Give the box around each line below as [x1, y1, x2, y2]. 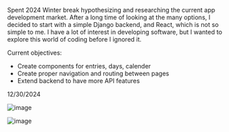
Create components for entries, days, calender [17, 62, 151, 70]
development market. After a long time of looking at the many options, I [7, 13, 210, 21]
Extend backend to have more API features [17, 77, 140, 85]
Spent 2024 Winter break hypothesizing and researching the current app [7, 6, 216, 14]
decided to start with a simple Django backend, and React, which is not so [7, 21, 219, 28]
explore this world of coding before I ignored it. [7, 35, 142, 44]
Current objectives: [7, 48, 62, 57]
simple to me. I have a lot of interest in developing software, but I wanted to [7, 28, 223, 36]
